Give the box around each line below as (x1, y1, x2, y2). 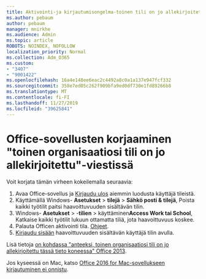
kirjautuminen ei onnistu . (6, 266, 69, 273)
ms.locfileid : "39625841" (6, 105, 72, 112)
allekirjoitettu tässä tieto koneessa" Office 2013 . (6, 247, 127, 255)
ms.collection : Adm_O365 (6, 54, 70, 61)
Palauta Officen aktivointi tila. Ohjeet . (15, 223, 109, 230)
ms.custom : (6, 60, 34, 66)
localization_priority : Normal (6, 49, 86, 55)
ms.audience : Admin (6, 32, 56, 38)
